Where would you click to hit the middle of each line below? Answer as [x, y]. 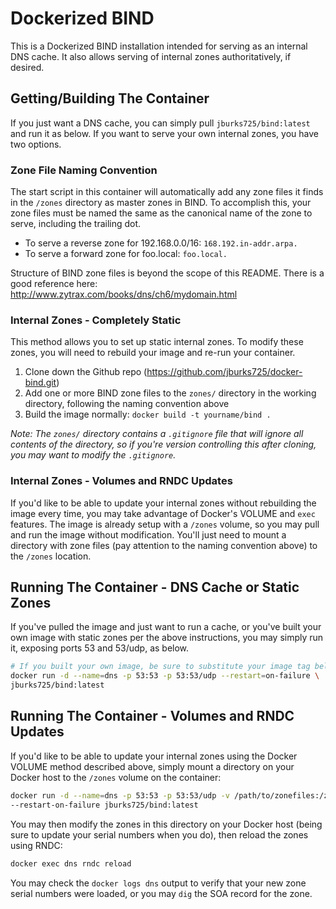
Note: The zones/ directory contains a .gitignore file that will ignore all [157, 434]
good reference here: [54, 284]
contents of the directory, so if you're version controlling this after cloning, [163, 444]
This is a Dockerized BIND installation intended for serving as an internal [159, 46]
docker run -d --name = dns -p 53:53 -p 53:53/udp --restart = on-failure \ [165, 676]
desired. [27, 67]
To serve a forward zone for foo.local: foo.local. [126, 254]
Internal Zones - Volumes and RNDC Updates [121, 481]
